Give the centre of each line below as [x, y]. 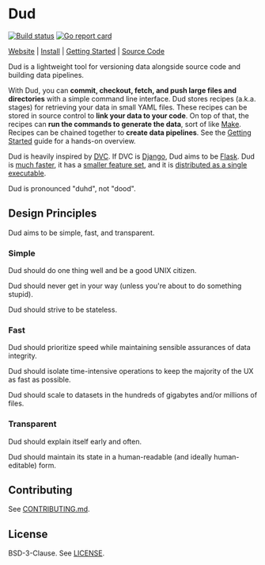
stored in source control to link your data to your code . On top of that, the [129, 115]
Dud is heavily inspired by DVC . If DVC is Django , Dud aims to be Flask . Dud [132, 156]
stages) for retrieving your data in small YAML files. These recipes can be [128, 107]
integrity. [23, 356]
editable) [23, 465]
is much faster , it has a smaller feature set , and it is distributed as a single [128, 164]
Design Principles [53, 214]
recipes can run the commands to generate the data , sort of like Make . [125, 124]
